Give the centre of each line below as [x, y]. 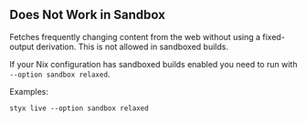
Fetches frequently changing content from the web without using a [135, 36]
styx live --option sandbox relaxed [79, 108]
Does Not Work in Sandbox [88, 15]
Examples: [29, 91]
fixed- [274, 36]
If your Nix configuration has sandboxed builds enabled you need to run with [153, 64]
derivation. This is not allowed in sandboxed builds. [132, 46]
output [22, 46]
